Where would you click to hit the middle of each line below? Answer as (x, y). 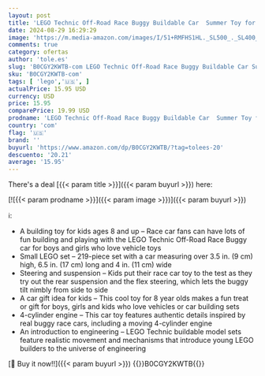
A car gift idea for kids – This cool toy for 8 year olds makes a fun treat (134, 298)
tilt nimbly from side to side (64, 290)
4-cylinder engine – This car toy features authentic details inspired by (132, 315)
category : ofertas (38, 52)
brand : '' (24, 140)
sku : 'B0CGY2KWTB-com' (45, 74)
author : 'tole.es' (38, 60)
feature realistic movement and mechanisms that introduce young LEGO (136, 341)
